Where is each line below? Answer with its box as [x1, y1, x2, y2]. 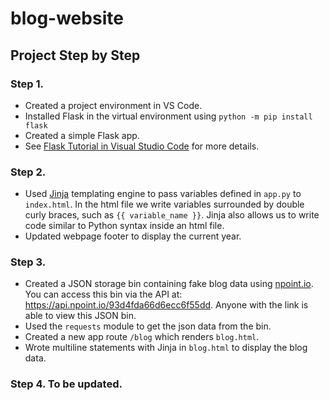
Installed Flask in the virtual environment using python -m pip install [24, 110, 313, 122]
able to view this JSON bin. [24, 310, 137, 322]
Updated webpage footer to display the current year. [24, 230, 242, 242]
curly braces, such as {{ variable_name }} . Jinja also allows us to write [24, 209, 320, 221]
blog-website [10, 7, 124, 30]
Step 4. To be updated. [10, 377, 123, 391]
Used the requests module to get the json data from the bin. [24, 320, 272, 332]
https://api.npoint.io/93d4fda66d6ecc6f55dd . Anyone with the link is [24, 299, 309, 311]
